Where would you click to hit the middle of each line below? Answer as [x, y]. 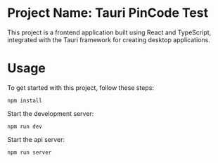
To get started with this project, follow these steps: [81, 87]
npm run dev [25, 126]
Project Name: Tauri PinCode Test [108, 13]
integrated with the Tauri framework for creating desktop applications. [109, 39]
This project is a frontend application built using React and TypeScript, [109, 32]
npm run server [30, 152]
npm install [25, 100]
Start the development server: [51, 113]
